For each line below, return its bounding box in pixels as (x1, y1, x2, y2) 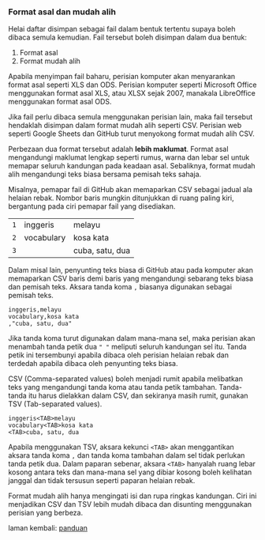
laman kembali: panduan (8, 523, 88, 533)
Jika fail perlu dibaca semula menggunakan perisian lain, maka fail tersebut (8, 112, 253, 122)
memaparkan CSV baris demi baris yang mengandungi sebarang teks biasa (8, 274, 254, 283)
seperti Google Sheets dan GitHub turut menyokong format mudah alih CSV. (8, 129, 255, 138)
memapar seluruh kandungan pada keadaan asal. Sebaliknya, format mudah (8, 161, 256, 171)
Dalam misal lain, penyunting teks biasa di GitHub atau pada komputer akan (8, 266, 254, 275)
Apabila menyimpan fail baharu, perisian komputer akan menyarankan (8, 72, 236, 81)
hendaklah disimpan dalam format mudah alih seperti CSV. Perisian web (8, 121, 242, 130)
